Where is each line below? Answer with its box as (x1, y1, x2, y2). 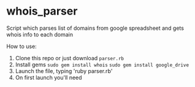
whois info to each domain (6, 30, 74, 38)
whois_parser (6, 4, 78, 18)
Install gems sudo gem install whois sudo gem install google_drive (15, 61, 189, 68)
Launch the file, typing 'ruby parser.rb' (15, 67, 113, 74)
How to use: (6, 43, 37, 50)
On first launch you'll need (15, 74, 82, 81)
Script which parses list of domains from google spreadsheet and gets (6, 24, 184, 32)
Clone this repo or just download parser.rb (15, 54, 124, 61)
